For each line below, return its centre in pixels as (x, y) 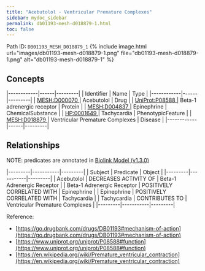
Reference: (20, 216)
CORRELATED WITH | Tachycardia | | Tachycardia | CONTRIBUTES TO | (97, 198)
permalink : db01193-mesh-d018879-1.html (59, 23)
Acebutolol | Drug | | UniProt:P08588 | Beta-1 (139, 100)
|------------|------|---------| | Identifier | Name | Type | (77, 94)
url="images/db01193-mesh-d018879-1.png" (63, 53)
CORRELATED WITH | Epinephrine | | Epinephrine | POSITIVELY (87, 191)
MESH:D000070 (57, 100)
